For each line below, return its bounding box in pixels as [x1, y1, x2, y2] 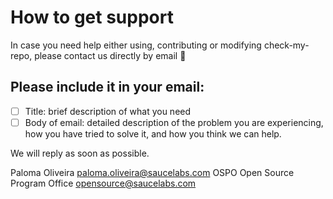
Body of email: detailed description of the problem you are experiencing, [24, 116, 324, 128]
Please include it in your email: [10, 79, 205, 96]
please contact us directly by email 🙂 [34, 49, 187, 61]
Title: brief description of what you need [24, 105, 192, 117]
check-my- [263, 39, 310, 51]
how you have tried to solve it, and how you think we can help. [24, 127, 282, 140]
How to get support [10, 6, 174, 29]
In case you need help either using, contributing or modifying [10, 39, 262, 51]
